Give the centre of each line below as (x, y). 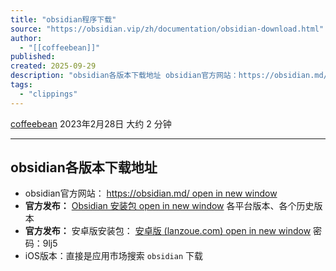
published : (33, 57)
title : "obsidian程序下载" (63, 19)
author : (26, 38)
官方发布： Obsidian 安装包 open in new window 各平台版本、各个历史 (169, 206)
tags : (21, 85)
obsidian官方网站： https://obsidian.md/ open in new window (151, 193)
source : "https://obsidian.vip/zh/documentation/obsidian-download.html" (167, 29)
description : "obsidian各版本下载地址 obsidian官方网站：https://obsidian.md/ (169, 76)
